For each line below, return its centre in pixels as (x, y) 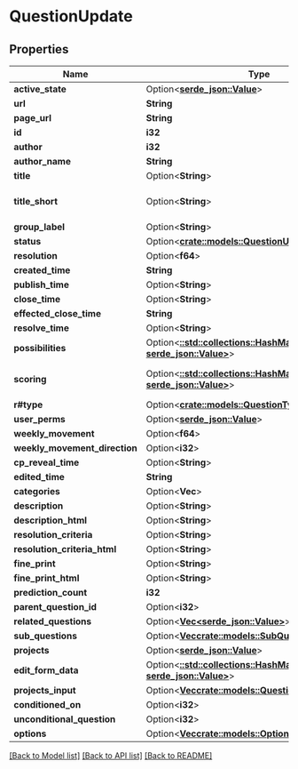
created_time (42, 270)
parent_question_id (55, 607)
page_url (32, 118)
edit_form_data (46, 670)
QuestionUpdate (71, 16)
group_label (39, 227)
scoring (30, 379)
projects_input (45, 690)
